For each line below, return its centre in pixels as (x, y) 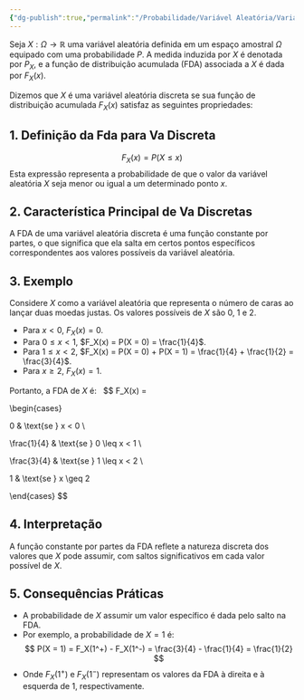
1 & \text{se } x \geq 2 (50, 478)
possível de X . (36, 565)
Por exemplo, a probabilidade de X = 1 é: (98, 635)
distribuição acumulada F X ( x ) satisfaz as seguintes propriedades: (131, 106)
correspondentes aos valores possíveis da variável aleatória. (122, 253)
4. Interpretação (56, 525)
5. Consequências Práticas (87, 594)
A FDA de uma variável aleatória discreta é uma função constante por (139, 234)
